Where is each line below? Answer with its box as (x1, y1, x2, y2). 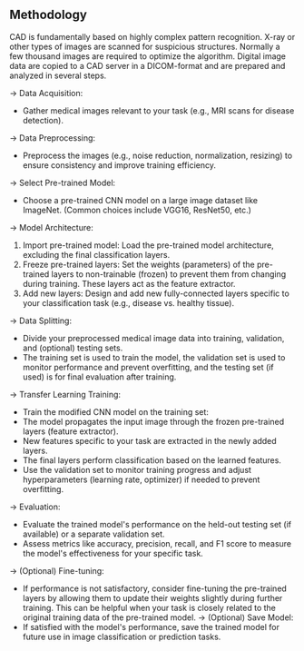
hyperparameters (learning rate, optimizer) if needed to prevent (22, 474, 260, 485)
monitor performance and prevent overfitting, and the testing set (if (22, 361, 274, 372)
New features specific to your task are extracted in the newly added (22, 435, 277, 446)
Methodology (9, 7, 88, 23)
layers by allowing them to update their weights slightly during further (22, 592, 283, 603)
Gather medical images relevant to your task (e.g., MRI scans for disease (22, 104, 295, 116)
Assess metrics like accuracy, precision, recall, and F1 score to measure (22, 538, 292, 548)
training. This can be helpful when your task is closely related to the (22, 602, 277, 613)
